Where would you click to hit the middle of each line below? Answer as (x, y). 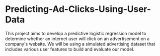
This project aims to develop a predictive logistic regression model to (76, 33)
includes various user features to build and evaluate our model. (70, 49)
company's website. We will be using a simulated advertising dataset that (80, 44)
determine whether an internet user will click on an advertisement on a (78, 39)
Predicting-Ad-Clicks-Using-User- (78, 9)
